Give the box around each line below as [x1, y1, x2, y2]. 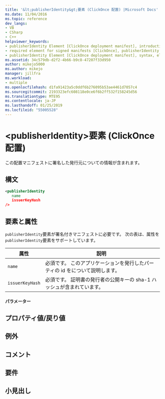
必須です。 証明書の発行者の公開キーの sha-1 [45, 276, 151, 283]
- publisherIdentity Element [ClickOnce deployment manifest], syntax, [5, 53, 155, 58]
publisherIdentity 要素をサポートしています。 [5, 237, 98, 243]
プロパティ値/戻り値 [5, 314, 65, 322]
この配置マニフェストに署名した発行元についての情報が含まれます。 [5, 160, 142, 165]
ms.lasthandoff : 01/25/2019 [5, 103, 63, 108]
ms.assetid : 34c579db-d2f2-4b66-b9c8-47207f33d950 [5, 57, 111, 62]
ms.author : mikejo [5, 67, 43, 72]
